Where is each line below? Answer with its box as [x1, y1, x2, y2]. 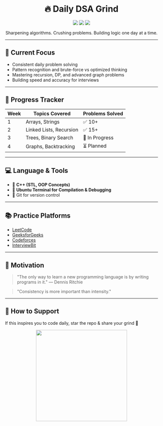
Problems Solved [83, 110, 124, 117]
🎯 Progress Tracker [5, 96, 65, 104]
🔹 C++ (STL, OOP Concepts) [12, 182, 70, 188]
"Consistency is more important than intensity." [16, 289, 112, 294]
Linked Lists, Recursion [26, 126, 79, 133]
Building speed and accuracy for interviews [12, 77, 99, 83]
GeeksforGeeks [12, 232, 44, 238]
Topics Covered [33, 110, 71, 117]
